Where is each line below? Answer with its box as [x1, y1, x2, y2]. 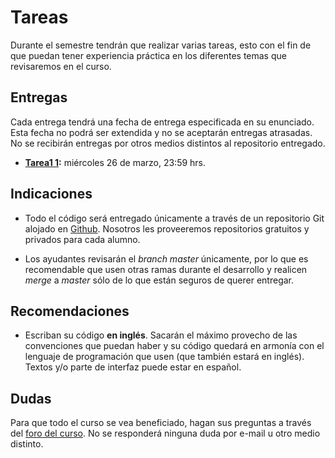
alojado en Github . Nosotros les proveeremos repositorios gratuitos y [24, 222, 310, 235]
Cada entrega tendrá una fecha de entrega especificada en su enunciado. [10, 116, 315, 128]
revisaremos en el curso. [10, 60, 112, 72]
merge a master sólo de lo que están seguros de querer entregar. [24, 274, 295, 286]
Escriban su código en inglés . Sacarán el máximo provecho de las [24, 329, 298, 341]
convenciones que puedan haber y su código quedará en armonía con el [24, 340, 325, 352]
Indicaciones [10, 186, 93, 203]
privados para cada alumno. [24, 233, 141, 245]
